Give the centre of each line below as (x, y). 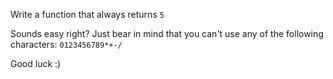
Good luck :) (36, 63)
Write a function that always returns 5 (87, 14)
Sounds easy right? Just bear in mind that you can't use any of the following (167, 33)
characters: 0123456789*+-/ (66, 44)
